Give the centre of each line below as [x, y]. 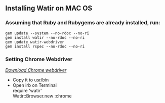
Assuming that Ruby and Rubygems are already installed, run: [83, 23]
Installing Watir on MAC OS [49, 8]
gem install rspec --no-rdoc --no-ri [45, 46]
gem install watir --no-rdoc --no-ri [45, 37]
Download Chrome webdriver [36, 70]
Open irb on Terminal [35, 85]
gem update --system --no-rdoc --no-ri [47, 33]
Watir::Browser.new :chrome [42, 96]
